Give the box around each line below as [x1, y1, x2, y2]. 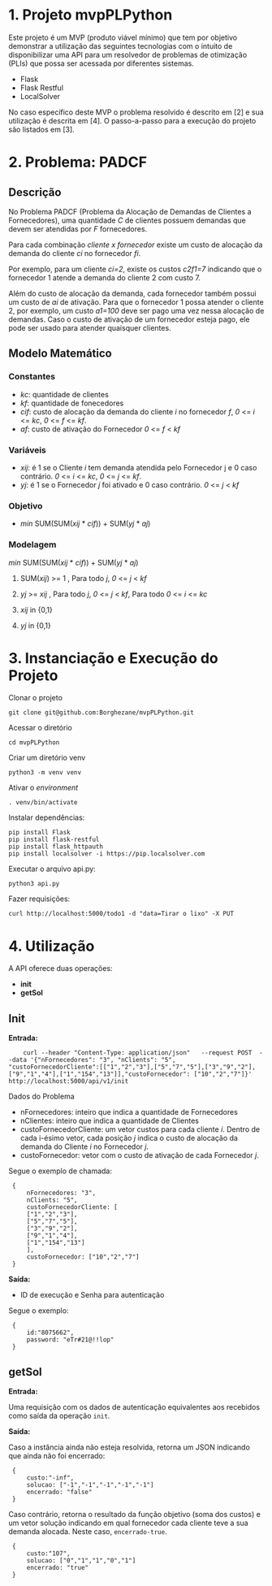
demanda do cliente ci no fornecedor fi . [8, 248, 141, 258]
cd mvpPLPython [8, 739, 60, 747]
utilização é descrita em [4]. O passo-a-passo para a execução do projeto [8, 115, 257, 125]
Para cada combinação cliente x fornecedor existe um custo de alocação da [8, 240, 263, 249]
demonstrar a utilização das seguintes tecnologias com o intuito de [8, 41, 233, 50]
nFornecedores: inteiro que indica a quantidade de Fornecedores [19, 1107, 238, 1117]
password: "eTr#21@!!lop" [26, 1336, 114, 1344]
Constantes [8, 371, 55, 383]
